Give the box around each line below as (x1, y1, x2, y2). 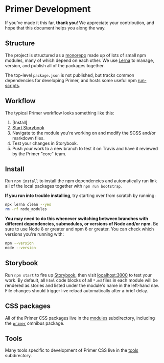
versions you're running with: (5, 231, 64, 237)
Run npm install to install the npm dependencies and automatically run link (5, 178, 157, 184)
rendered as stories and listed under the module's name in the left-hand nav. (5, 282, 160, 288)
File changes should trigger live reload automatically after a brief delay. (5, 287, 148, 293)
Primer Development (5, 3, 91, 15)
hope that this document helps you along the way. (5, 25, 106, 30)
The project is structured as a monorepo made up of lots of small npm (5, 52, 146, 58)
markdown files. (12, 135, 45, 141)
